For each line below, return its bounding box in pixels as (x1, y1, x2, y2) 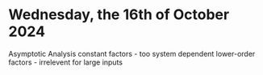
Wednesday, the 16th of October (8, 6, 230, 24)
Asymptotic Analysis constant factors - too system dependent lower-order (8, 49, 256, 58)
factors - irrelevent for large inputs (8, 57, 123, 67)
